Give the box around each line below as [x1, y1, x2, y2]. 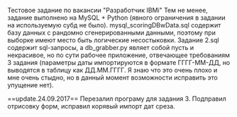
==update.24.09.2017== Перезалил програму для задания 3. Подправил [7, 94, 227, 103]
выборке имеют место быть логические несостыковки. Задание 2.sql [7, 36, 219, 44]
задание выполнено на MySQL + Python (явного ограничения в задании [7, 13, 226, 22]
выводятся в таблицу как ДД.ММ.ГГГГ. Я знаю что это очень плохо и [7, 66, 218, 74]
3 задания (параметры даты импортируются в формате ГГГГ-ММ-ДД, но [7, 58, 231, 66]
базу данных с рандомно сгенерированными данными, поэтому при [7, 28, 216, 37]
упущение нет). [7, 81, 55, 89]
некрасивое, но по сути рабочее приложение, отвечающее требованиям [7, 51, 231, 59]
